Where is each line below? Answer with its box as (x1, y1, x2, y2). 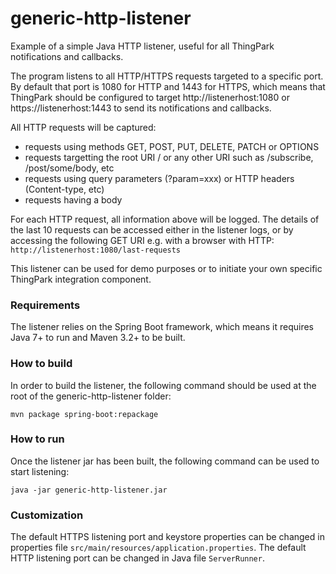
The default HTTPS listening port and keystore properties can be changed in (10, 531, 325, 543)
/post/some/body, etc (24, 162, 115, 174)
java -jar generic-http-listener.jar (10, 485, 168, 495)
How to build (10, 357, 73, 371)
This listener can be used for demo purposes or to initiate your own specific (10, 262, 323, 274)
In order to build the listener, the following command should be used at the (10, 379, 317, 391)
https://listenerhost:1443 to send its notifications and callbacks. (10, 102, 272, 114)
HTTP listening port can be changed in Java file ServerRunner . (10, 552, 265, 564)
